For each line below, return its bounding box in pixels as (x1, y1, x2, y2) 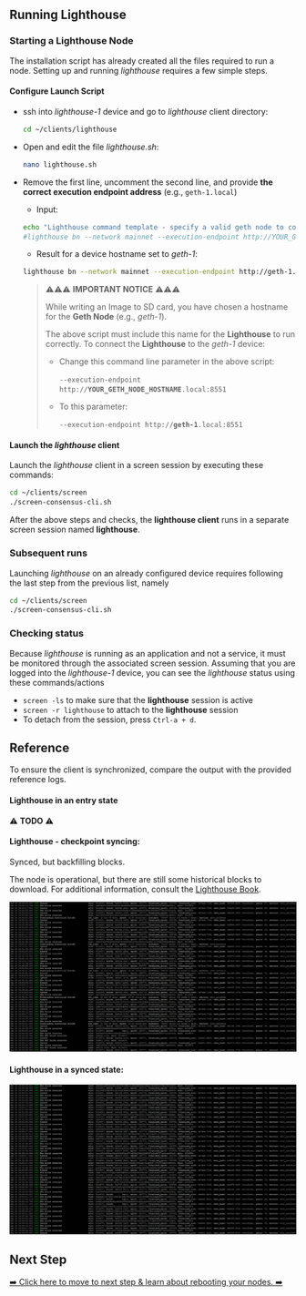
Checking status (9, 628, 85, 640)
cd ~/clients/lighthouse (22, 125, 117, 134)
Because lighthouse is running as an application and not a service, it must (9, 648, 286, 658)
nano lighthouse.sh (22, 159, 97, 169)
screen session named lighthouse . (9, 524, 140, 536)
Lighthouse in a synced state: (9, 1064, 125, 1075)
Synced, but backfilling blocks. (9, 856, 126, 867)
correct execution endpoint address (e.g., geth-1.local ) (22, 186, 238, 197)
